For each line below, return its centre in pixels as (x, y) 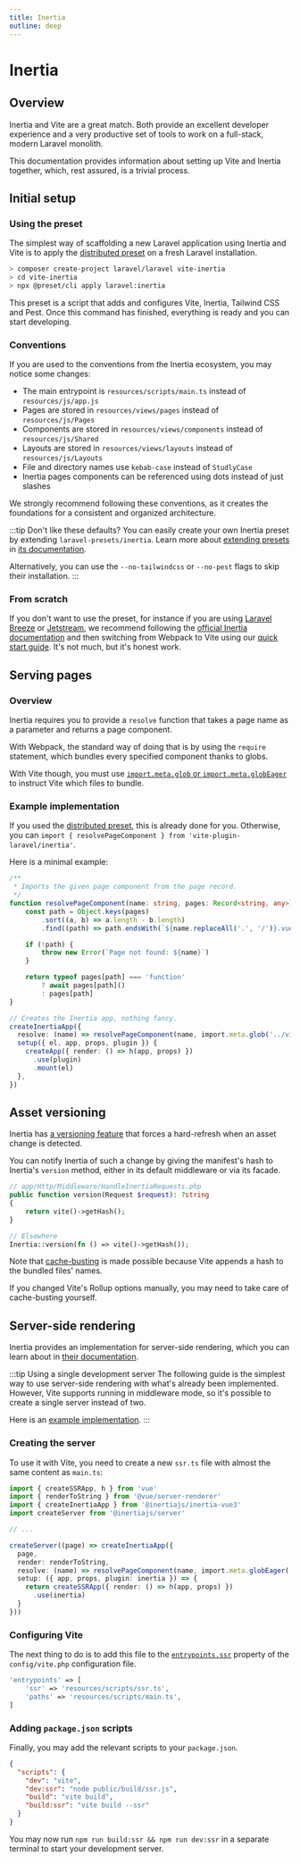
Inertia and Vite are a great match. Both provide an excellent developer (139, 124)
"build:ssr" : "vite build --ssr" (87, 1806)
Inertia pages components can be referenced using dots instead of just (153, 477)
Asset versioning (58, 1112)
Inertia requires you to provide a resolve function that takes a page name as (149, 720)
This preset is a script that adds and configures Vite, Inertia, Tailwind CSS (145, 302)
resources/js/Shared (60, 440)
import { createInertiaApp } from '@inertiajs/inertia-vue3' (125, 1505)
